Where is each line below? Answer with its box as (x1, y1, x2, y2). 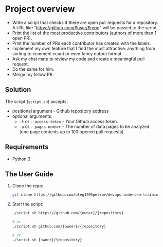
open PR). (12, 35, 33, 41)
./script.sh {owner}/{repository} (12, 237, 82, 242)
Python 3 (12, 156, 31, 162)
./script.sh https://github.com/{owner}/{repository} (12, 211, 124, 216)
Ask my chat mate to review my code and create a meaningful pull (12, 56, 145, 62)
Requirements (5, 143, 49, 151)
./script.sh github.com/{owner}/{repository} (12, 224, 106, 229)
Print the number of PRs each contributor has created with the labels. (12, 40, 151, 46)
